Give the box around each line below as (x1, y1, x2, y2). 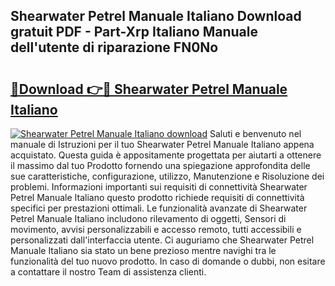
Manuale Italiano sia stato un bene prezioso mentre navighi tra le (10, 245, 277, 256)
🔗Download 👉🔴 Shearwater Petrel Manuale (10, 80, 288, 98)
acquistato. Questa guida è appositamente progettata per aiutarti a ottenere (10, 149, 322, 161)
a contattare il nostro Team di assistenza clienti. (10, 266, 207, 278)
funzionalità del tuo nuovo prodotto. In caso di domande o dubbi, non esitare (10, 255, 326, 267)
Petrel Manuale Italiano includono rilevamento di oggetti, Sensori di (10, 213, 287, 224)
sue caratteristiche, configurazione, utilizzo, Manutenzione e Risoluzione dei (10, 170, 325, 182)
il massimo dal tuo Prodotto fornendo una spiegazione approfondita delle (10, 160, 311, 171)
